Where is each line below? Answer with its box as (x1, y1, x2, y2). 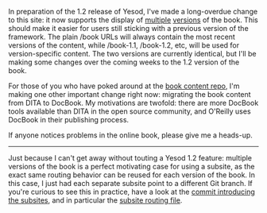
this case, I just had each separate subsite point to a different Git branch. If (8, 179, 253, 188)
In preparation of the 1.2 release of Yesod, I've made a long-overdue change (8, 7, 258, 16)
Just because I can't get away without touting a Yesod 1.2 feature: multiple (8, 153, 253, 162)
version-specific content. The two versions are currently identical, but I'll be (8, 49, 257, 58)
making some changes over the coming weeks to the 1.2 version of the (8, 57, 240, 67)
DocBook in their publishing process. (8, 115, 130, 124)
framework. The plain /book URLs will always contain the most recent (8, 32, 236, 41)
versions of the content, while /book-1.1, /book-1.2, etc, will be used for (8, 41, 240, 50)
